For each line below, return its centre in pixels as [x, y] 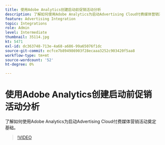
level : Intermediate [26, 32]
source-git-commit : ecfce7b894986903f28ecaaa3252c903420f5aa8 [70, 51]
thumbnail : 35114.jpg [27, 37]
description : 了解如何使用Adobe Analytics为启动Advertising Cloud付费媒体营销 [82, 14]
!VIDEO [24, 138]
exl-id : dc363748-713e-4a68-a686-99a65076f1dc [54, 46]
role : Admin [17, 28]
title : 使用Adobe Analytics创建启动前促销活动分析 [53, 10]
